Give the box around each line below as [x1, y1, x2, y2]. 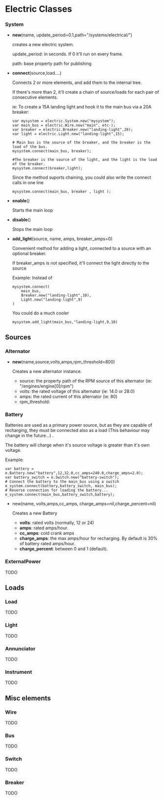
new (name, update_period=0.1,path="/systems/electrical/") [12, 32, 133, 38]
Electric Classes [5, 3, 72, 15]
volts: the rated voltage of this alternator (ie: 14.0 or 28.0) [19, 388, 135, 394]
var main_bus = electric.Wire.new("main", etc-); [12, 123, 116, 128]
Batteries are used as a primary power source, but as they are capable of [5, 422, 153, 428]
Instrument [5, 668, 32, 675]
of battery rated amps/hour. [19, 541, 75, 547]
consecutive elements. [12, 94, 58, 100]
